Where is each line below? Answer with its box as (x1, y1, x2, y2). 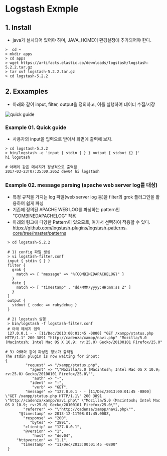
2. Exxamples (5, 87, 49, 96)
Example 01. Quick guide (5, 124, 67, 131)
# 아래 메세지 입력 (7, 327, 41, 332)
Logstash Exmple (5, 3, 79, 15)
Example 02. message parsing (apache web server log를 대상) (5, 182, 158, 189)
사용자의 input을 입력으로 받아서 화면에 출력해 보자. (12, 136, 113, 142)
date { (12, 281, 26, 286)
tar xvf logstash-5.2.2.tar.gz (10, 69, 75, 74)
